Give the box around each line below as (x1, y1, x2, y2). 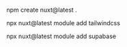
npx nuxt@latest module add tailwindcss (6, 19, 121, 27)
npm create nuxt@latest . (6, 6, 78, 14)
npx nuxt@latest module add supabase (6, 32, 117, 40)
